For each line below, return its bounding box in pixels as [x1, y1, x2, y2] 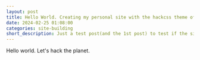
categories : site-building [6, 25, 73, 31]
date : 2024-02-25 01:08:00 [6, 20, 73, 26]
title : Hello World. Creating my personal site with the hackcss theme [6, 14, 187, 20]
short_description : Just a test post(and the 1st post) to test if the [6, 31, 187, 37]
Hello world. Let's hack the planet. [6, 47, 90, 54]
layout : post [6, 8, 39, 15]
